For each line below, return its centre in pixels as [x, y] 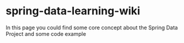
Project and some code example [46, 33]
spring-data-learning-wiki [73, 11]
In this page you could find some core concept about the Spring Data [92, 27]
